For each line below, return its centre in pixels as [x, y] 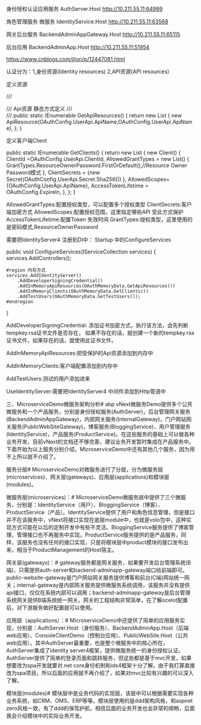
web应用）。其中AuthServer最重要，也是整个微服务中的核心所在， [87, 643]
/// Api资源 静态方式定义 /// [39, 109]
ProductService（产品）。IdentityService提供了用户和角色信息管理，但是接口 [100, 512]
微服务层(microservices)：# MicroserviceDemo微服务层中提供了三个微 [94, 497]
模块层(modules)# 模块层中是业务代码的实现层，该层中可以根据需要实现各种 [100, 693]
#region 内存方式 [26, 270]
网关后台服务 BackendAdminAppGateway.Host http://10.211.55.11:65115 [93, 34]
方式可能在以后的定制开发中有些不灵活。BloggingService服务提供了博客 [100, 527]
